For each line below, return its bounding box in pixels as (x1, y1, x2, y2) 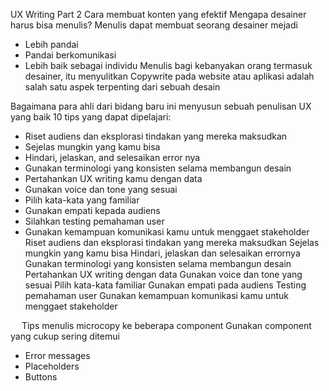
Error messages (24, 350, 91, 361)
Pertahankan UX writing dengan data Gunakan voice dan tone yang (24, 269, 303, 280)
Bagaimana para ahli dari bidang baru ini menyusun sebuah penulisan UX (10, 100, 312, 112)
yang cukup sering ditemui (10, 330, 120, 342)
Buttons (24, 371, 58, 383)
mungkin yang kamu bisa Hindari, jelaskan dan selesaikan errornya (24, 247, 301, 259)
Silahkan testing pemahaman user (24, 215, 165, 227)
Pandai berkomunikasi (24, 49, 117, 61)
